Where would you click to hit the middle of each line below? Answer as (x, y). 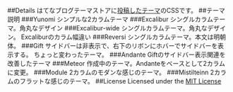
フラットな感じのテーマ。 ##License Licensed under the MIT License (120, 81)
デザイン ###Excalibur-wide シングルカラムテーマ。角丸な (123, 28)
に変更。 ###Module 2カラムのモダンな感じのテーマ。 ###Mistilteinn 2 (111, 72)
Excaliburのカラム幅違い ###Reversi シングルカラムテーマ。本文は (117, 37)
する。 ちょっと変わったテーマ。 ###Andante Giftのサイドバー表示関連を (119, 54)
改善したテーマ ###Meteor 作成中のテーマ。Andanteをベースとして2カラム (116, 63)
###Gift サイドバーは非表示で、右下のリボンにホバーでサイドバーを (119, 46)
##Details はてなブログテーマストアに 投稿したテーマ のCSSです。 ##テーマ (116, 10)
